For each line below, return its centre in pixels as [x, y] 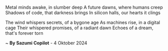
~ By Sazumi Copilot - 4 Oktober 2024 [46, 43]
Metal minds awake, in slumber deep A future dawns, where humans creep [84, 7]
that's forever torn [24, 33]
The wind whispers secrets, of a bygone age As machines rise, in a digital [83, 22]
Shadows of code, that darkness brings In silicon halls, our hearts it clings [83, 13]
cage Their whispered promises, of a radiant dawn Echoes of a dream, [79, 28]
